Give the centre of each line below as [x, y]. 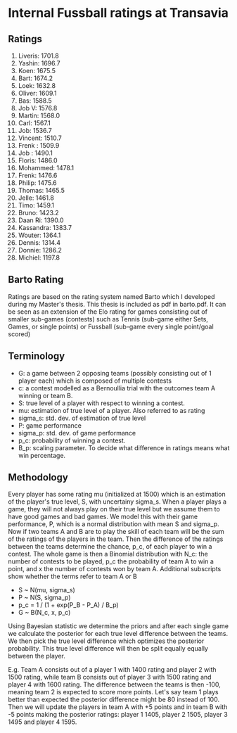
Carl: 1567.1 [34, 123]
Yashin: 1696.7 [39, 63]
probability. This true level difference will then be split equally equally [108, 649]
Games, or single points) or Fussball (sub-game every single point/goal [111, 326]
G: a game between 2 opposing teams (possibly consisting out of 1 [115, 373]
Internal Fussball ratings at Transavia [118, 13]
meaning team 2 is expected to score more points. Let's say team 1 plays [113, 692]
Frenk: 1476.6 [38, 175]
